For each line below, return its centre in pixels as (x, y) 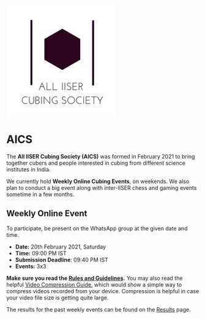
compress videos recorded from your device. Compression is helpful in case (103, 291)
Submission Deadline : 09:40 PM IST (61, 260)
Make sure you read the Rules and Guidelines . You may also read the (95, 278)
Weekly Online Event (47, 213)
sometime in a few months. (40, 194)
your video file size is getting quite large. (58, 298)
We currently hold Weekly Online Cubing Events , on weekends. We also (98, 181)
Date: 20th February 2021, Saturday (60, 247)
